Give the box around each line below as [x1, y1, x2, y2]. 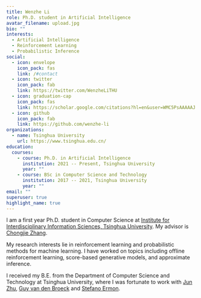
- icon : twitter [11, 76, 53, 82]
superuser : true [6, 194, 47, 200]
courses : [11, 149, 34, 155]
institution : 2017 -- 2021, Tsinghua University [22, 178, 147, 184]
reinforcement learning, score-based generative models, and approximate [6, 254, 190, 261]
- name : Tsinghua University [11, 132, 85, 139]
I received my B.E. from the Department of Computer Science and [6, 272, 170, 279]
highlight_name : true [6, 200, 61, 206]
